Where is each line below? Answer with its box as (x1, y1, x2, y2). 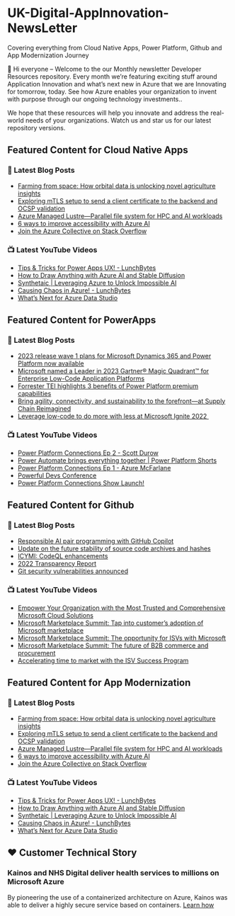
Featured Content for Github (7, 499, 134, 511)
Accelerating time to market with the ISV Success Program (17, 656, 189, 665)
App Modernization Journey (7, 51, 90, 60)
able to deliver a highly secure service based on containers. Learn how (7, 900, 214, 909)
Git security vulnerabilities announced (17, 567, 129, 575)
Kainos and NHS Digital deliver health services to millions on (7, 868, 219, 878)
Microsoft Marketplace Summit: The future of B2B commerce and (17, 641, 209, 650)
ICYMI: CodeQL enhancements (17, 551, 108, 560)
